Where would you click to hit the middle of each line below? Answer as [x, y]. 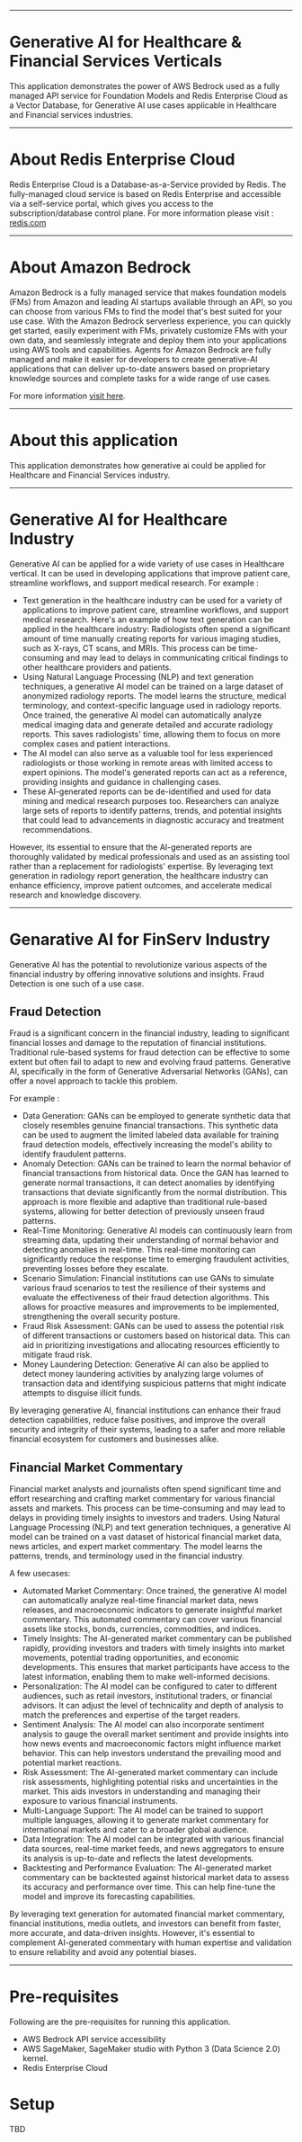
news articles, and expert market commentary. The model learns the [136, 1547]
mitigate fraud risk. [57, 1355]
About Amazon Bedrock [100, 268]
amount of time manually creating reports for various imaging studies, [151, 638]
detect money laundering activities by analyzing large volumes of [143, 1374]
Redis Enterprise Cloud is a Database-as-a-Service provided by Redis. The [148, 184]
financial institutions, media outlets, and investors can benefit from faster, [145, 1923]
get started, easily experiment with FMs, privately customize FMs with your [148, 330]
